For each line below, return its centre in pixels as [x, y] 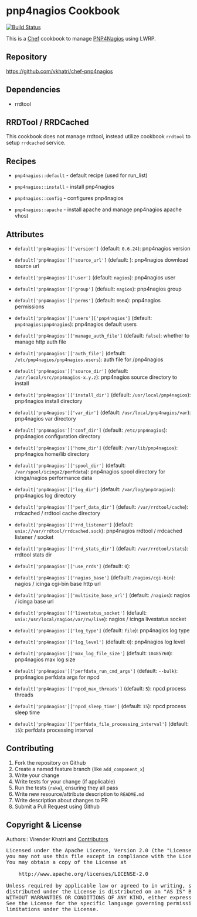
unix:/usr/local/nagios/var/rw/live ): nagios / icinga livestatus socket [100, 619]
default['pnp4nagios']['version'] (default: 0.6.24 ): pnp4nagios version [102, 249]
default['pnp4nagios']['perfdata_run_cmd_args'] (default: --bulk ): [96, 671]
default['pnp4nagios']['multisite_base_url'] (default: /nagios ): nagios [102, 595]
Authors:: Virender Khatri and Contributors [57, 839]
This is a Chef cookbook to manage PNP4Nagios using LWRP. [81, 38]
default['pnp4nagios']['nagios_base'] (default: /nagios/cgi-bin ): [95, 577]
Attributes [25, 234]
